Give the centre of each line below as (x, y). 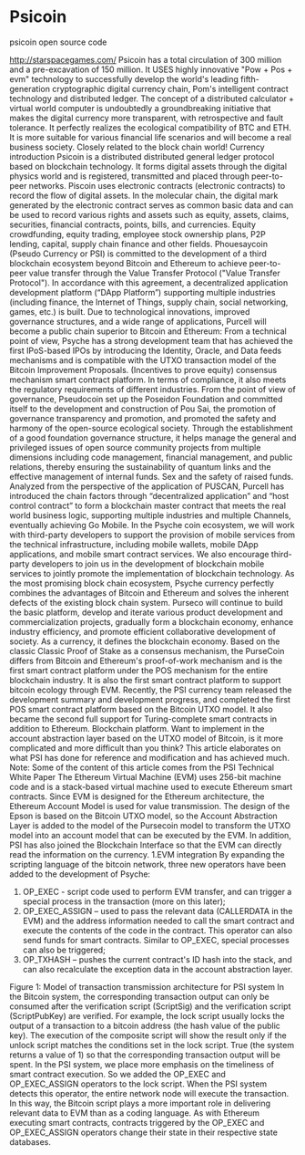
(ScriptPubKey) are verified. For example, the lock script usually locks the (147, 1015)
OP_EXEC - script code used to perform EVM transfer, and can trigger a (157, 891)
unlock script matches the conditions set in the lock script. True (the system (152, 1045)
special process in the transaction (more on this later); (124, 901)
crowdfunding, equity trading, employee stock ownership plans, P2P (138, 234)
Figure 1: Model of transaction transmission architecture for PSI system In (147, 986)
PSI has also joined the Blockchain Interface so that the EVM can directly (146, 845)
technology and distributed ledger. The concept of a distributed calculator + (152, 99)
